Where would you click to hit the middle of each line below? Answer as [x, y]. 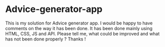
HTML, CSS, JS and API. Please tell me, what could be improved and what [82, 33]
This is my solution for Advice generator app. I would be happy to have [79, 23]
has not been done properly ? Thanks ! [46, 39]
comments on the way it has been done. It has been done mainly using [79, 28]
